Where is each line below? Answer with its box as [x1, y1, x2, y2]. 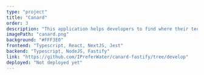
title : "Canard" [6, 15, 47, 21]
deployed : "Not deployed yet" [6, 59, 83, 65]
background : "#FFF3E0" [6, 37, 64, 43]
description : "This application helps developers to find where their [6, 25, 189, 32]
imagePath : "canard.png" [6, 31, 69, 37]
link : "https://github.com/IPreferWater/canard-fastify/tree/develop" [6, 54, 189, 60]
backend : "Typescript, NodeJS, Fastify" [6, 48, 110, 54]
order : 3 [6, 20, 29, 26]
